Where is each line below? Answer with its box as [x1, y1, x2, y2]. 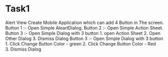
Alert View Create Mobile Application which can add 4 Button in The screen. [5, 19, 164, 25]
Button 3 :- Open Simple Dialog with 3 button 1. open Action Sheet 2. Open [5, 30, 161, 36]
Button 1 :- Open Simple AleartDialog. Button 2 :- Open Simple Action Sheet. [5, 24, 163, 30]
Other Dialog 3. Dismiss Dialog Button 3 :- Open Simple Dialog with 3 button [5, 35, 163, 41]
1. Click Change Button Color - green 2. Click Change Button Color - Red [5, 40, 156, 46]
